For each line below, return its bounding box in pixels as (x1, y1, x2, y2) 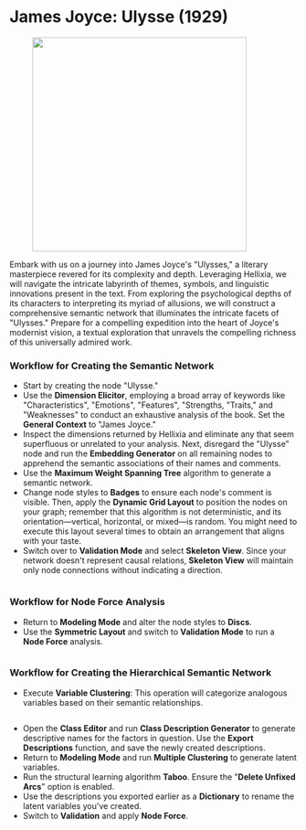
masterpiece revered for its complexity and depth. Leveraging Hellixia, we (9, 268, 288, 280)
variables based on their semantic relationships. (22, 697, 204, 708)
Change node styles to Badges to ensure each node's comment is (22, 487, 272, 498)
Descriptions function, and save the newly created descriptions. (22, 742, 267, 753)
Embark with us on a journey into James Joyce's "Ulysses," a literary (9, 259, 269, 270)
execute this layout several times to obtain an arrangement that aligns (22, 526, 285, 537)
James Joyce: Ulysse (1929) (9, 6, 228, 27)
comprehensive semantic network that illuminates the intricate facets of (9, 307, 280, 318)
